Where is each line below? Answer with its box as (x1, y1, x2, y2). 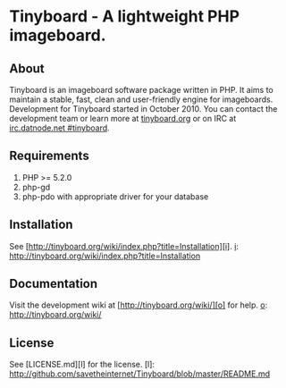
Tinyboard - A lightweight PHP (9, 6, 240, 27)
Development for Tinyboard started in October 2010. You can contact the (9, 104, 278, 114)
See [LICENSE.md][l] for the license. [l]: (9, 359, 155, 370)
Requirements (9, 148, 89, 164)
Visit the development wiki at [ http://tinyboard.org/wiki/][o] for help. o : (9, 299, 268, 310)
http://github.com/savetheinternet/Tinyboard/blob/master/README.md (9, 368, 271, 379)
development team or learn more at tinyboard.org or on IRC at (9, 114, 237, 123)
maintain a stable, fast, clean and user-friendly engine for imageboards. (9, 94, 273, 105)
